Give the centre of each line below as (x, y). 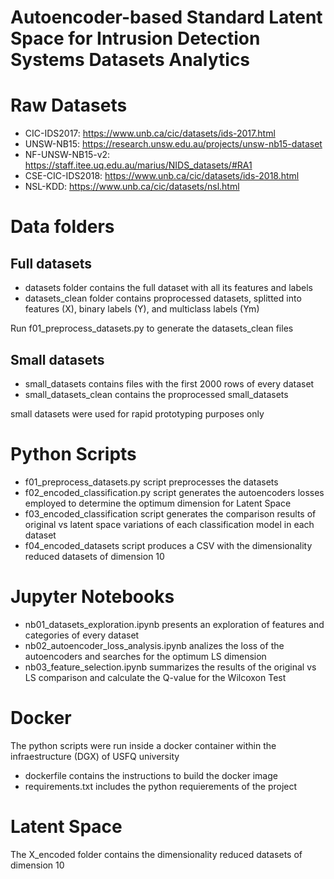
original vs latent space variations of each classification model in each (169, 524)
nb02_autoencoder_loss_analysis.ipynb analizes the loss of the (154, 645)
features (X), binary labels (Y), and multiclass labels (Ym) (142, 309)
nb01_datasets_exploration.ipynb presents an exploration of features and (174, 624)
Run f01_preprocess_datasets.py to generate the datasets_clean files (152, 328)
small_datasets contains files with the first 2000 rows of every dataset (169, 383)
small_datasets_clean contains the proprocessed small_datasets (156, 394)
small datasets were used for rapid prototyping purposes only (137, 413)
